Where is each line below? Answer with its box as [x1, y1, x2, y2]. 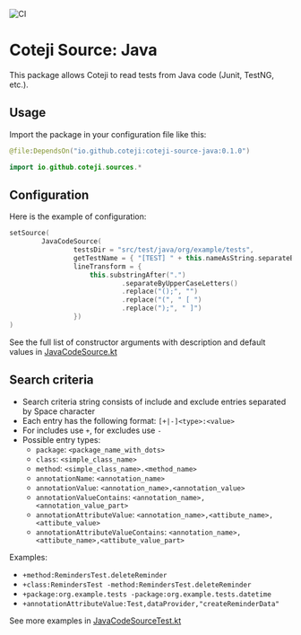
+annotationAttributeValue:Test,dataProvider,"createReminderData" [21, 599, 279, 608]
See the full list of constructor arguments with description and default [9, 337, 266, 348]
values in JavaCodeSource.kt [9, 346, 118, 357]
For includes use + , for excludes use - [21, 425, 162, 436]
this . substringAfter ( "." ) [89, 270, 186, 279]
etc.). [9, 79, 29, 90]
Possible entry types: [21, 434, 101, 445]
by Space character [21, 405, 96, 417]
